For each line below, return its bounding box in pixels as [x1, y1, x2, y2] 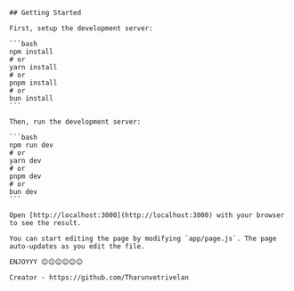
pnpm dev [9, 172, 42, 181]
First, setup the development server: [9, 24, 153, 33]
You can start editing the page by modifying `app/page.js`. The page [9, 234, 277, 243]
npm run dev [9, 141, 53, 150]
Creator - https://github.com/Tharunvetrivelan [9, 273, 190, 282]
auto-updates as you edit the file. [9, 242, 145, 251]
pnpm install [9, 78, 58, 87]
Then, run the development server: [9, 117, 142, 126]
